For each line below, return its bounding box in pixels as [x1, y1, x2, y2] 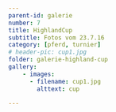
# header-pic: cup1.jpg [8, 48, 87, 56]
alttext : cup [37, 84, 80, 93]
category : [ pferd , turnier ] [8, 41, 102, 49]
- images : [22, 70, 56, 78]
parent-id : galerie [8, 11, 73, 20]
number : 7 [8, 19, 41, 27]
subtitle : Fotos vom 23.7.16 [8, 33, 105, 42]
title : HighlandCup [8, 26, 73, 34]
